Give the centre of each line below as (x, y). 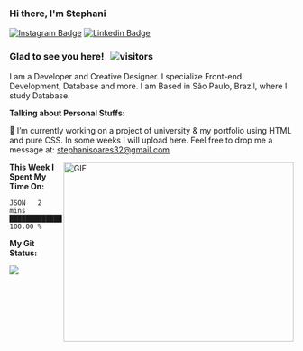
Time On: (27, 186)
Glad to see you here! (57, 57)
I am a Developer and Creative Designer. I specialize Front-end (125, 76)
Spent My (28, 176)
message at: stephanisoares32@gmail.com (89, 149)
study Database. (40, 95)
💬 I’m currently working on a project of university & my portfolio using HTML (151, 130)
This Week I (32, 167)
